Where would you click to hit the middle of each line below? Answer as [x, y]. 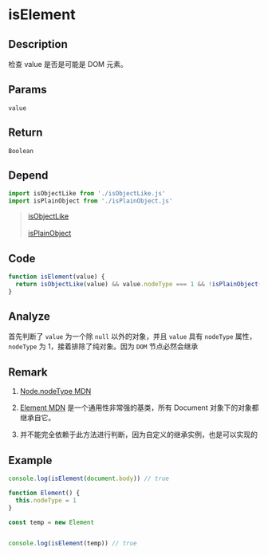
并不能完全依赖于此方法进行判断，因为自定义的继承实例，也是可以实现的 [138, 435]
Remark [28, 372]
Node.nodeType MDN [55, 392]
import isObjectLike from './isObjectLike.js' [87, 194]
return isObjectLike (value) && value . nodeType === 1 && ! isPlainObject [137, 284]
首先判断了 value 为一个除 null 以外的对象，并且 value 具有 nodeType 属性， [132, 337]
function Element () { [44, 493]
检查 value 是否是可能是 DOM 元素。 [68, 64]
